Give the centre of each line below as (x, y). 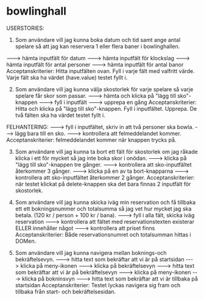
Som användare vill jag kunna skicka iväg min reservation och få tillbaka (105, 202)
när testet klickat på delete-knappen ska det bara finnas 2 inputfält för (103, 184)
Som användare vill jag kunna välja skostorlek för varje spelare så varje (104, 89)
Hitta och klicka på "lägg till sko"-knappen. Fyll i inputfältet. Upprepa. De (106, 108)
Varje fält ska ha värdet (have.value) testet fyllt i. (67, 77)
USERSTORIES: (25, 28)
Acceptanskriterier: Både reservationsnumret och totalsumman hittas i (103, 234)
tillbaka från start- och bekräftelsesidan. (65, 291)
